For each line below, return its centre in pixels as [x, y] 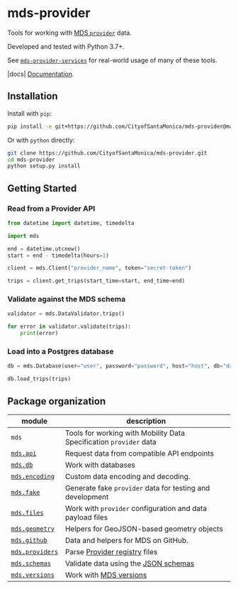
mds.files [27, 513]
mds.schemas [31, 563]
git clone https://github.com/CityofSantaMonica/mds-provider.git [107, 153]
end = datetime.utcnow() [44, 249]
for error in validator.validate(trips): [69, 327]
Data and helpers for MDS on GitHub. [127, 540]
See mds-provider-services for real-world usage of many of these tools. [112, 60]
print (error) [39, 334]
